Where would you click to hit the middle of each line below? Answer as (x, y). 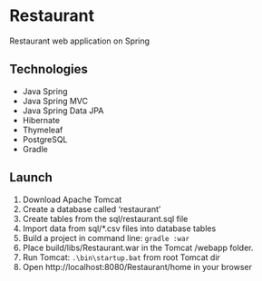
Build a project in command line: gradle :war (106, 237)
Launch (31, 178)
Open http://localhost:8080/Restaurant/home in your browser (137, 266)
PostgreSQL (45, 139)
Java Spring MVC (55, 101)
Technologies (49, 69)
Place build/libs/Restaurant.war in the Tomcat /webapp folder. (138, 247)
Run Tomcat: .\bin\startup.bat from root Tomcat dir (121, 257)
